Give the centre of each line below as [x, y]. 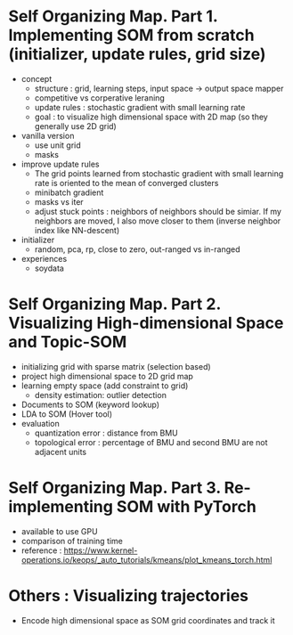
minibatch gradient [69, 192]
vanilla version [48, 135]
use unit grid [57, 145]
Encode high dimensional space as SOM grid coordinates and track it [148, 620]
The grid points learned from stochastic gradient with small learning [159, 173]
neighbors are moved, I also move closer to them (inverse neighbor [158, 221]
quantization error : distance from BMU [106, 433]
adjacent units [61, 452]
